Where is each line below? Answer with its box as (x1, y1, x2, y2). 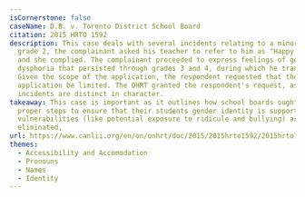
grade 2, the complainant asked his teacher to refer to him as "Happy (17, 47, 295, 56)
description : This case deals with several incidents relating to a (9, 38, 274, 48)
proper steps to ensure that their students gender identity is (17, 106, 266, 115)
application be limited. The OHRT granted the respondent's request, (17, 81, 286, 90)
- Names (17, 165, 47, 174)
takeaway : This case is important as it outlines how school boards (9, 97, 274, 107)
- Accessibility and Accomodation (17, 148, 148, 157)
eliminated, (17, 123, 64, 133)
